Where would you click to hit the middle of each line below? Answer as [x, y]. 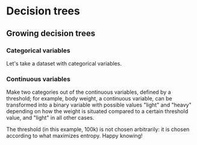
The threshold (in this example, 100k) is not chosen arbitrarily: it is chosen [98, 129]
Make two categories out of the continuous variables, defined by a [89, 92]
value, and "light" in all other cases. [50, 118]
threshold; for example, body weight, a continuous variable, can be [89, 99]
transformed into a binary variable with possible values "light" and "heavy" [99, 105]
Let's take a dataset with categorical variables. [64, 63]
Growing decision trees [51, 33]
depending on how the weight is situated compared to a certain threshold [97, 111]
